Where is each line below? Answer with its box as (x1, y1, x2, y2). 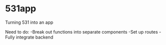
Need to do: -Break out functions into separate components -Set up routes (5, 29, 158, 35)
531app (5, 3, 36, 14)
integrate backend (15, 34, 54, 40)
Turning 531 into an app (5, 19, 54, 25)
